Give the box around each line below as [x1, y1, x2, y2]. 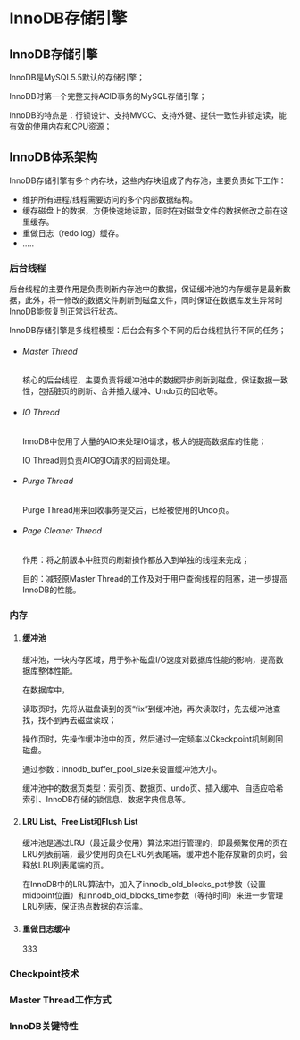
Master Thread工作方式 [9, 994, 112, 1006]
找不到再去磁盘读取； [37, 715, 117, 725]
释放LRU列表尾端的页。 [21, 860, 109, 871]
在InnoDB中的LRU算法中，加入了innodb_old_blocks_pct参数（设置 [21, 879, 266, 890]
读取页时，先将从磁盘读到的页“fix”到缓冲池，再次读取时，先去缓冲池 [21, 703, 274, 715]
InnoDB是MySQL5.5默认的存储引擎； [9, 72, 146, 82]
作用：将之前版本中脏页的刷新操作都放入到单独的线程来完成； [21, 554, 250, 565]
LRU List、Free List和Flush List [21, 816, 138, 826]
